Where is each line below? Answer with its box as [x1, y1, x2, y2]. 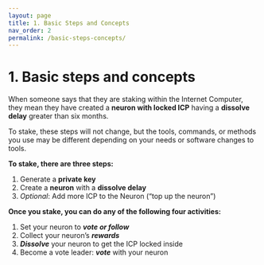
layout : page [8, 11, 52, 20]
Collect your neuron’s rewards [19, 231, 120, 240]
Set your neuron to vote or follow [19, 222, 130, 232]
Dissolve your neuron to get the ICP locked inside [19, 240, 183, 249]
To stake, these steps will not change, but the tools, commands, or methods [8, 127, 257, 136]
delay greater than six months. [8, 111, 109, 121]
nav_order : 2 [8, 26, 52, 34]
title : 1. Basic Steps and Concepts [8, 19, 130, 27]
